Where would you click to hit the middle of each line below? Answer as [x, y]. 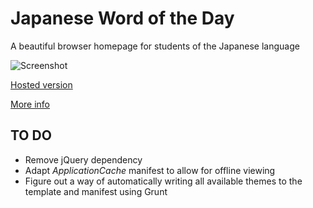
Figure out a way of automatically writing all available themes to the [163, 181]
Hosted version [41, 84]
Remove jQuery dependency [83, 159]
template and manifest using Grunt [96, 191]
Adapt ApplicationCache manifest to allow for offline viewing [150, 170]
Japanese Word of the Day [122, 18]
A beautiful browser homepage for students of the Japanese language [155, 46]
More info [30, 104]
